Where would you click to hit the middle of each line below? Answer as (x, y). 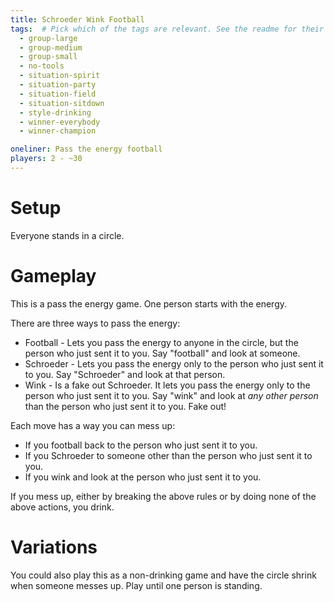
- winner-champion (58, 131)
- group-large (48, 38)
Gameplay (53, 276)
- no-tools (42, 66)
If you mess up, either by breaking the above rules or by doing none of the (163, 496)
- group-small (48, 57)
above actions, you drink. (62, 507)
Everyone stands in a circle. (67, 235)
